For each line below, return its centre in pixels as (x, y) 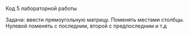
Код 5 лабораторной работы (41, 8)
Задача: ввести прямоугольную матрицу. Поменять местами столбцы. (95, 20)
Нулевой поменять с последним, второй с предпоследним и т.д (86, 26)
